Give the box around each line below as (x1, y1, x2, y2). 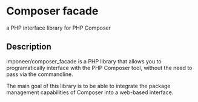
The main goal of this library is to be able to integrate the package (6, 82, 171, 89)
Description (6, 42, 51, 52)
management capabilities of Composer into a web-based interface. (6, 89, 174, 96)
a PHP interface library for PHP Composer (6, 24, 111, 31)
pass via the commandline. (6, 71, 74, 78)
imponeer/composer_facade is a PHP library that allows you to (6, 57, 162, 65)
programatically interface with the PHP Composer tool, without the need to (6, 64, 193, 71)
